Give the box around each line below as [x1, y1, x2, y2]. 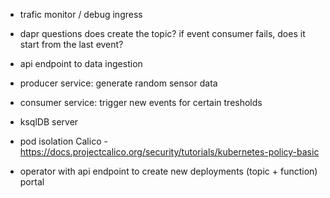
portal [19, 176, 45, 188]
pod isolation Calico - [19, 135, 108, 147]
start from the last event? [19, 39, 124, 50]
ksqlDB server [19, 116, 79, 128]
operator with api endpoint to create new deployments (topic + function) [19, 165, 318, 177]
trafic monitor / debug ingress [19, 9, 143, 20]
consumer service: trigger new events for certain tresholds [19, 97, 263, 108]
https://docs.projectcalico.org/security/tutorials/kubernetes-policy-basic [19, 146, 320, 158]
